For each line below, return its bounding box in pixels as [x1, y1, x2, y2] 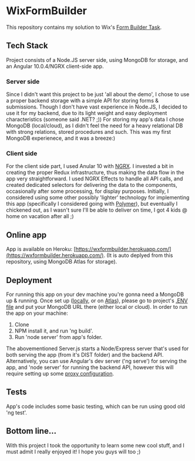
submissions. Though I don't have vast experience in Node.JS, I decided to [6, 103, 188, 110]
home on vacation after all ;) [6, 213, 75, 220]
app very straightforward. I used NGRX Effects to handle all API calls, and [6, 175, 183, 182]
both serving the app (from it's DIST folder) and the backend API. [6, 351, 164, 358]
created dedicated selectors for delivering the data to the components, [6, 182, 177, 189]
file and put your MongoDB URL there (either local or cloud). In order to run [6, 303, 188, 310]
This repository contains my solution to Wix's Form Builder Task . [6, 24, 162, 31]
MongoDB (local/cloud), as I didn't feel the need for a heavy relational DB [6, 122, 183, 129]
